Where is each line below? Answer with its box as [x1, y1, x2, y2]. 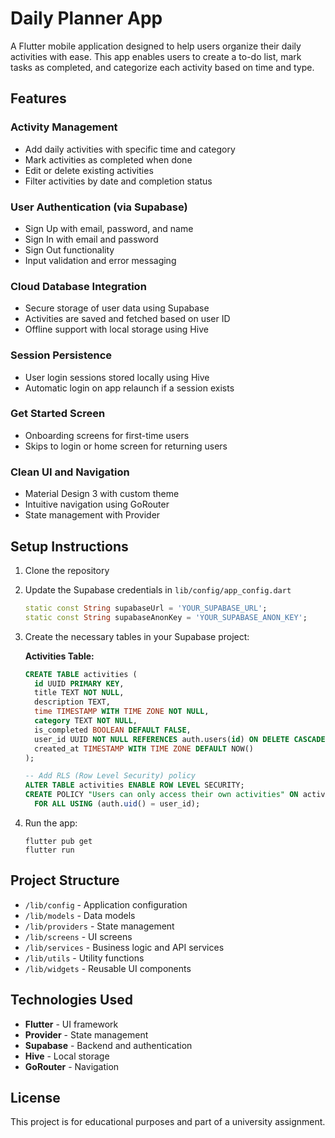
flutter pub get [24, 836, 93, 846]
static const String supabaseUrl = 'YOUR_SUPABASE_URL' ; [24, 603, 268, 613]
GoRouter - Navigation [24, 1060, 120, 1072]
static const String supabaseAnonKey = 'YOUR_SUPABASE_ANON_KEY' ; [24, 612, 308, 622]
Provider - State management [24, 1028, 149, 1041]
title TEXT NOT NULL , [34, 688, 125, 698]
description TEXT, [34, 697, 111, 707]
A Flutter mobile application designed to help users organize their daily [10, 40, 302, 52]
